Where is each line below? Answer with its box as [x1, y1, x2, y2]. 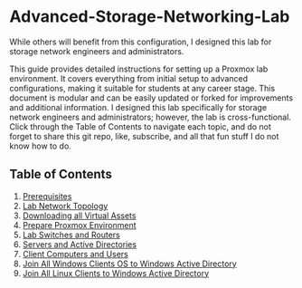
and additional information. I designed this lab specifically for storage [9, 101, 268, 112]
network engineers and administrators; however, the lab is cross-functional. [9, 111, 292, 122]
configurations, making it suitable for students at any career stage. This [9, 82, 276, 93]
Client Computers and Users [22, 248, 128, 259]
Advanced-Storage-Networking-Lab [9, 6, 290, 27]
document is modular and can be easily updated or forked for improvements [9, 92, 294, 103]
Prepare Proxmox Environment [22, 219, 137, 230]
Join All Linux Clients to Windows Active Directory [22, 267, 210, 278]
